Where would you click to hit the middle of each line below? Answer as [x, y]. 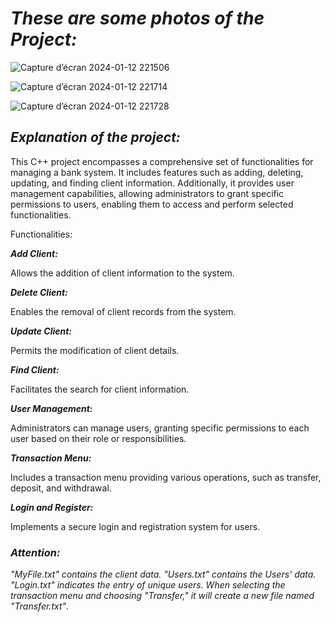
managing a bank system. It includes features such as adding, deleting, [157, 172]
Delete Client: [39, 292]
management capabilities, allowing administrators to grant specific [147, 193]
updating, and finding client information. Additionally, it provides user [152, 183]
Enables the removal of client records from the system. [123, 311]
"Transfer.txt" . [40, 606]
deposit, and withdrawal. [61, 488]
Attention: [35, 552]
